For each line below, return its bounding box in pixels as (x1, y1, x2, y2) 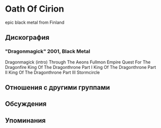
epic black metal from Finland (5, 19, 65, 25)
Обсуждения (5, 100, 47, 108)
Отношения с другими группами (5, 83, 110, 92)
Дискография (5, 33, 50, 42)
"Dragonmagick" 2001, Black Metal (5, 48, 90, 55)
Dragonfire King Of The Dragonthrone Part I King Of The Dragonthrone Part (5, 64, 156, 70)
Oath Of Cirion (5, 3, 64, 15)
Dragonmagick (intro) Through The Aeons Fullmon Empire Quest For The (5, 59, 151, 65)
